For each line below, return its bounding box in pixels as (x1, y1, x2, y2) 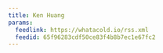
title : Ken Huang (8, 11, 65, 19)
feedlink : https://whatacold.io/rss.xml (15, 26, 149, 34)
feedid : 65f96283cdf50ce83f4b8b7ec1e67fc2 (15, 33, 156, 41)
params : (8, 19, 34, 26)
